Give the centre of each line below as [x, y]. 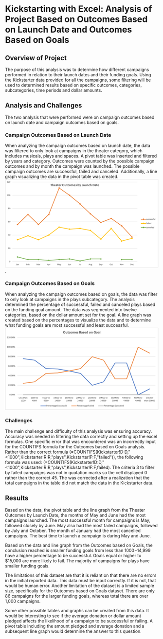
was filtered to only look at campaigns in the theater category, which [74, 151]
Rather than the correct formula [36, 452]
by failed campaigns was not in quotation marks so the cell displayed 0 [76, 472]
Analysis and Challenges [44, 106]
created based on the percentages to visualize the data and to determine [78, 320]
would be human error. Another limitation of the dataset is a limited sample [80, 586]
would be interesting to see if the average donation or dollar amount [73, 616]
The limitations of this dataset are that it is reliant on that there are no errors [81, 575]
